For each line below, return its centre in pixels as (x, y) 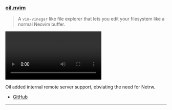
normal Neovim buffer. (41, 24)
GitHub (20, 97)
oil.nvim (16, 8)
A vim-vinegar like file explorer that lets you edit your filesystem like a (91, 19)
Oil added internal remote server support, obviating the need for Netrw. (80, 87)
